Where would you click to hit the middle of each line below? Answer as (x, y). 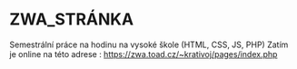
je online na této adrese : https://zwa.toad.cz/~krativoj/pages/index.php (144, 54)
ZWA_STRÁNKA (72, 20)
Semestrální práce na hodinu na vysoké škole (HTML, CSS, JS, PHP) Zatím (149, 44)
